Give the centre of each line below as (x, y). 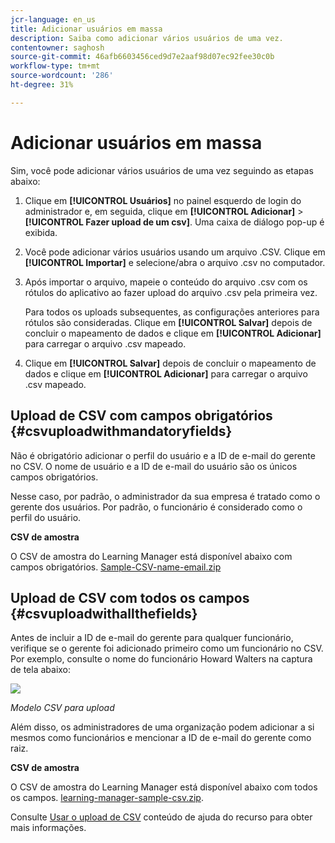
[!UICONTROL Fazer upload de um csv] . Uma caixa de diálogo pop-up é (174, 222)
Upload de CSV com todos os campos (130, 597)
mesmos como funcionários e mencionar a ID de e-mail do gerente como (161, 738)
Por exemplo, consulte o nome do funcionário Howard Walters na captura (161, 659)
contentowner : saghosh (57, 47)
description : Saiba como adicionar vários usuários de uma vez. (147, 38)
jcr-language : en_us (53, 19)
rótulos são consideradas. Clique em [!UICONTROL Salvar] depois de (168, 322)
